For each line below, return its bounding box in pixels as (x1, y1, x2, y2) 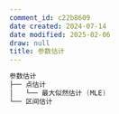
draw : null (9, 38, 50, 48)
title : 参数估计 (9, 47, 65, 56)
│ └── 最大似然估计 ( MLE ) (9, 88, 106, 98)
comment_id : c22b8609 (9, 13, 91, 23)
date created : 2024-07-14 (9, 22, 106, 31)
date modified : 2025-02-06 (9, 30, 111, 39)
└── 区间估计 (9, 97, 53, 106)
